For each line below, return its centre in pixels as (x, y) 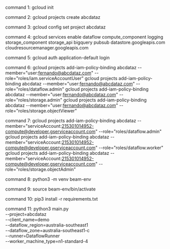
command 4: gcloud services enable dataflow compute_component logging (84, 37)
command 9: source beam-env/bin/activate (50, 189)
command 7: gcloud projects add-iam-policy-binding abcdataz (71, 121)
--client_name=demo (27, 219)
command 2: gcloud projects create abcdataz (53, 17)
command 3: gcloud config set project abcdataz (56, 27)
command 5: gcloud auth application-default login (58, 58)
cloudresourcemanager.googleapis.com (47, 48)
